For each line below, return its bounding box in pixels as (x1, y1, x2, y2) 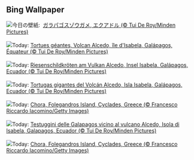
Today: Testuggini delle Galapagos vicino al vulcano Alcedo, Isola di (12, 121, 180, 128)
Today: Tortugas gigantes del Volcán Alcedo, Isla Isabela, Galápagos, (12, 81, 183, 88)
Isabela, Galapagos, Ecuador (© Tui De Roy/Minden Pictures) (6, 127, 157, 134)
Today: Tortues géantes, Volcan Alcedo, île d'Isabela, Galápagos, (12, 41, 172, 48)
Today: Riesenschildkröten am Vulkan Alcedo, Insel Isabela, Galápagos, (12, 61, 189, 68)
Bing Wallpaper (6, 5, 65, 15)
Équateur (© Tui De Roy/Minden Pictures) (6, 48, 109, 55)
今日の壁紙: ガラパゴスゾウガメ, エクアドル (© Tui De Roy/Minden (12, 21, 175, 29)
